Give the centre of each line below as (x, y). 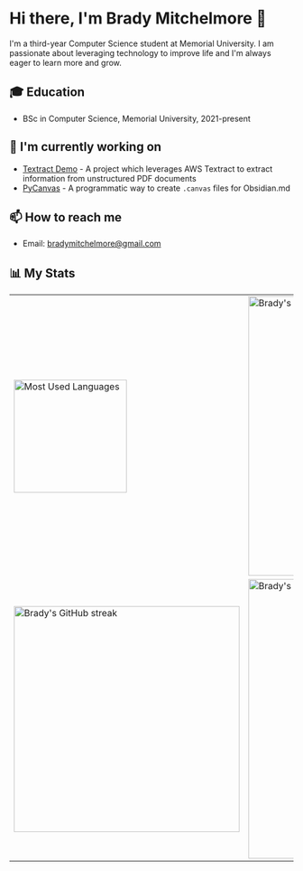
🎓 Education (47, 93)
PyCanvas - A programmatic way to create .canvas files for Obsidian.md (156, 188)
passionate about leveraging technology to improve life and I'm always (141, 52)
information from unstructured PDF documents (109, 178)
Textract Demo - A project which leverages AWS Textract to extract (147, 169)
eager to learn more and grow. (65, 62)
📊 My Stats (42, 273)
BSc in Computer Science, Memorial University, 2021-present (136, 118)
